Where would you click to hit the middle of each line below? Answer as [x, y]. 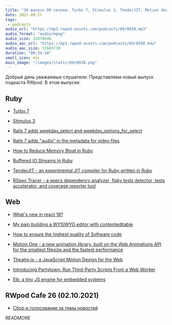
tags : [11, 19]
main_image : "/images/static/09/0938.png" [51, 63]
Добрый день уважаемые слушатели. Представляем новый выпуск [79, 77]
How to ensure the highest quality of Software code [67, 234]
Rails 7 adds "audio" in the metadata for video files [66, 141]
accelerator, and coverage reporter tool [54, 186]
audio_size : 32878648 [28, 39]
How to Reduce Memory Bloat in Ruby [53, 151]
